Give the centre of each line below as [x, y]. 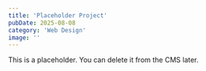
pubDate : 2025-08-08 [42, 23]
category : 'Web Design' [47, 30]
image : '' [24, 37]
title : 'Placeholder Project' [58, 15]
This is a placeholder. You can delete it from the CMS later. [103, 60]
